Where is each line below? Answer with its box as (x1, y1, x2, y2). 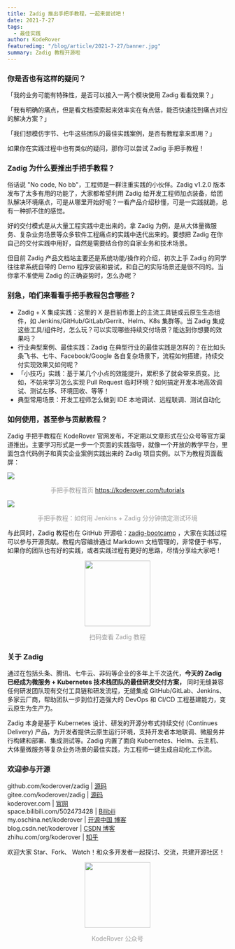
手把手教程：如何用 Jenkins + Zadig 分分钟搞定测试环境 (37, 514, 198, 522)
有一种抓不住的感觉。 (7, 207, 69, 215)
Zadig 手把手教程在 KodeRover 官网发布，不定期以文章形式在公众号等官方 (7, 431, 220, 441)
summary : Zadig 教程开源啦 (7, 50, 80, 57)
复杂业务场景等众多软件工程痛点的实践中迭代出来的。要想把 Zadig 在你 (19, 230, 224, 238)
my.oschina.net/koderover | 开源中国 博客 (7, 815, 127, 824)
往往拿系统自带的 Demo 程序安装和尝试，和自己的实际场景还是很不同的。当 (7, 263, 224, 271)
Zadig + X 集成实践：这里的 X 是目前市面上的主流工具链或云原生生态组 (17, 308, 221, 316)
